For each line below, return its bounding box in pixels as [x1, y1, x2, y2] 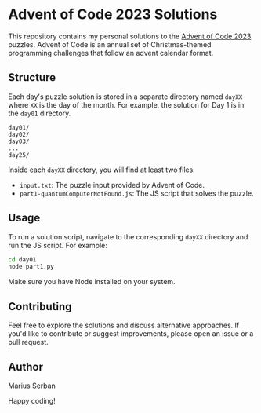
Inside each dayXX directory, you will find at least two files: [8, 165, 196, 174]
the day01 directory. [8, 108, 71, 118]
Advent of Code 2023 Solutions [8, 5, 218, 24]
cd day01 [8, 255, 37, 264]
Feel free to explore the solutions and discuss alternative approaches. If [8, 320, 240, 331]
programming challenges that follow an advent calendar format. [8, 48, 214, 57]
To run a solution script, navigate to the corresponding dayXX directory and [8, 232, 248, 241]
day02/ [8, 130, 30, 138]
